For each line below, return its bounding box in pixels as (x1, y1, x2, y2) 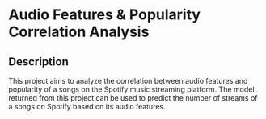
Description (8, 55, 69, 68)
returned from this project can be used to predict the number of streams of (8, 93, 258, 102)
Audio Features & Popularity (8, 6, 201, 24)
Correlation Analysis (8, 23, 150, 41)
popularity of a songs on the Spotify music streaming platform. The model (8, 84, 255, 94)
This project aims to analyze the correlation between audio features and (8, 76, 248, 85)
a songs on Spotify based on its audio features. (8, 102, 166, 111)
